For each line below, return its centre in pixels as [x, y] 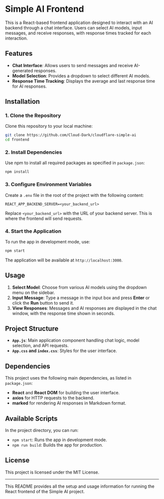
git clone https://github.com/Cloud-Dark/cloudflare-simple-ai [71, 135]
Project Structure [32, 329]
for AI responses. [30, 86]
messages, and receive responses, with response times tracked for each [78, 33]
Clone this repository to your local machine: [49, 126]
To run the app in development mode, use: [48, 241]
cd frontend [17, 140]
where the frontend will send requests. [44, 218]
